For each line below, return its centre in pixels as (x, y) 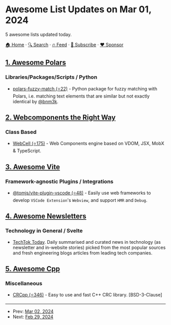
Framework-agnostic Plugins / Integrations (59, 181)
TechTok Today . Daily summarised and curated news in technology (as (87, 242)
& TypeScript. (27, 151)
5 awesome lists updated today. (39, 34)
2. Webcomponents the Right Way (61, 118)
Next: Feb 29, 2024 (33, 317)
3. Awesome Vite (33, 167)
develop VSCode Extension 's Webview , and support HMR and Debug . (80, 200)
